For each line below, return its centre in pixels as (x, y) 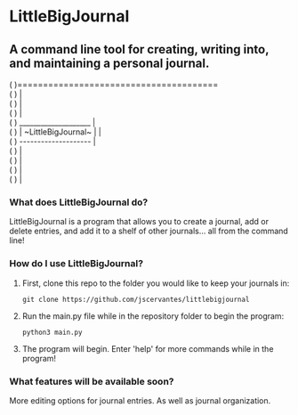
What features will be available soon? (92, 381)
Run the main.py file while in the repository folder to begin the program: (153, 316)
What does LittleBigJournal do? (79, 202)
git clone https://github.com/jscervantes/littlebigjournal (136, 299)
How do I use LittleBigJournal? (77, 264)
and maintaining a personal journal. (109, 63)
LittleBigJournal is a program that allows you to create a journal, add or (139, 222)
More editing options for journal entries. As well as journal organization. (140, 400)
